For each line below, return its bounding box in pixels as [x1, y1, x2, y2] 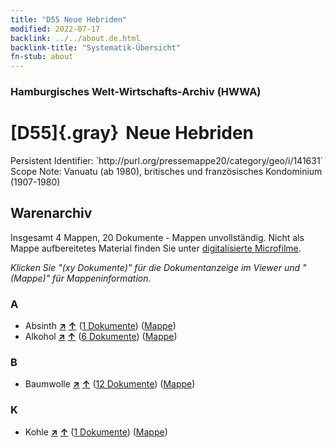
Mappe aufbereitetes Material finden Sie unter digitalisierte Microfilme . [10, 242, 302, 254]
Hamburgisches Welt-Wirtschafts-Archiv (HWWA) [10, 85, 262, 99]
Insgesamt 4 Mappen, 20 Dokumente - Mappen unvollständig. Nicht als [10, 231, 305, 243]
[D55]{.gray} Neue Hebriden [10, 122, 255, 145]
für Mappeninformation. [52, 272, 152, 284]
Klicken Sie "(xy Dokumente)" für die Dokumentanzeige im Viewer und [10, 261, 301, 273]
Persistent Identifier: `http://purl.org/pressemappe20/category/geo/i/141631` [10, 154, 324, 166]
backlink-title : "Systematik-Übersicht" [10, 42, 182, 53]
